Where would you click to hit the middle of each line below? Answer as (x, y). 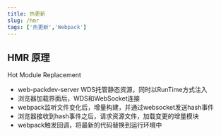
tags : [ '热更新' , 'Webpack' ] (47, 27)
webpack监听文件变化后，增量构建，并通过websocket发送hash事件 (115, 108)
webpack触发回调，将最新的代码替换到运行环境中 (90, 125)
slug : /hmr (23, 21)
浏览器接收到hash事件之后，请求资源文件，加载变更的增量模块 (108, 116)
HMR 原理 (29, 57)
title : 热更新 (26, 14)
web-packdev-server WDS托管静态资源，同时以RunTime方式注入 (112, 90)
